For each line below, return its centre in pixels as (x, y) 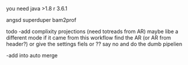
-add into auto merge (32, 55)
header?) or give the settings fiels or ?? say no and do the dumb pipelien (94, 44)
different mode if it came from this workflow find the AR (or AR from (89, 38)
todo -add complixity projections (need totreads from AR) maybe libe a (92, 31)
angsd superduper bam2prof (41, 20)
